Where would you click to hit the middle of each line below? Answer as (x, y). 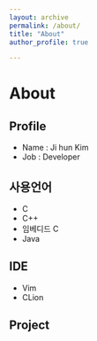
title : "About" (37, 34)
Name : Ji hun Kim (55, 148)
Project (30, 325)
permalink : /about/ (45, 26)
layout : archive (39, 17)
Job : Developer (51, 157)
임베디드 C (40, 229)
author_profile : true (49, 42)
